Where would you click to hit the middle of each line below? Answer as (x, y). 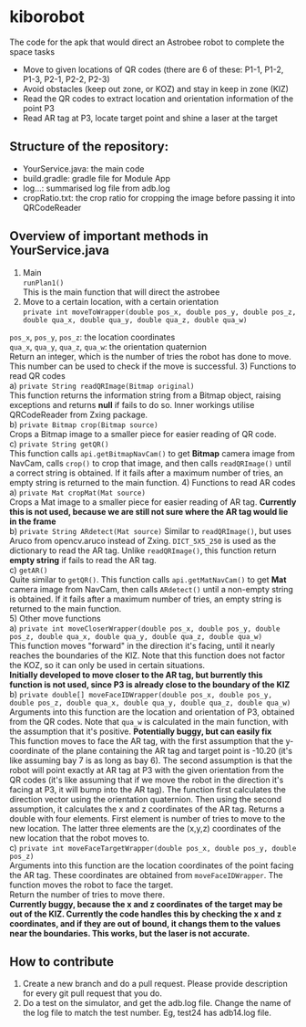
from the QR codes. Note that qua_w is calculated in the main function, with (149, 721)
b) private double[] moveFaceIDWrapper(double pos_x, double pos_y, (141, 694)
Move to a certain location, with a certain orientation (120, 301)
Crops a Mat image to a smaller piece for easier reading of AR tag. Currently (153, 502)
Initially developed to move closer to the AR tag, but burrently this (136, 675)
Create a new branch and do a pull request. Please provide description (155, 984)
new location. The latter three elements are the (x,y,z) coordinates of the (145, 828)
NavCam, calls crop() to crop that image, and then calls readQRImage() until (150, 463)
